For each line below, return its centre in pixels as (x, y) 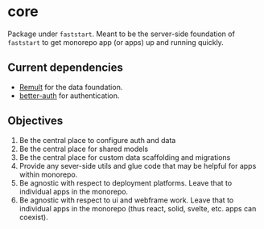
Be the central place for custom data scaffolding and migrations (125, 157)
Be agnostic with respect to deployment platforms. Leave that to (126, 182)
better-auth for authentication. (69, 96)
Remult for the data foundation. (71, 87)
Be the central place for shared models (84, 149)
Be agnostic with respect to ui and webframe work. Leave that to (126, 200)
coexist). (34, 217)
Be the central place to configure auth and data (97, 140)
